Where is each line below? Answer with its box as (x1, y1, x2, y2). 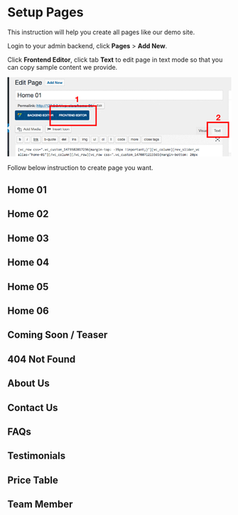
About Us (7, 378, 50, 390)
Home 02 (7, 208, 49, 221)
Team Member (7, 499, 73, 511)
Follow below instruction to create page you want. (7, 163, 154, 171)
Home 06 (7, 304, 50, 317)
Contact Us (7, 401, 58, 413)
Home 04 (7, 257, 50, 269)
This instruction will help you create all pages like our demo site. (7, 28, 195, 36)
